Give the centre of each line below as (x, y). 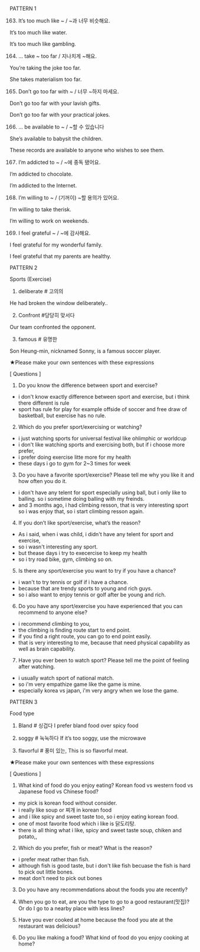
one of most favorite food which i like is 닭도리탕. (77, 823)
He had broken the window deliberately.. (59, 303)
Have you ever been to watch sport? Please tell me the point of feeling (104, 660)
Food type (22, 713)
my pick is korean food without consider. (68, 803)
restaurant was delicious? (49, 926)
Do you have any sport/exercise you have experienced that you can (100, 606)
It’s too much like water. (38, 32)
